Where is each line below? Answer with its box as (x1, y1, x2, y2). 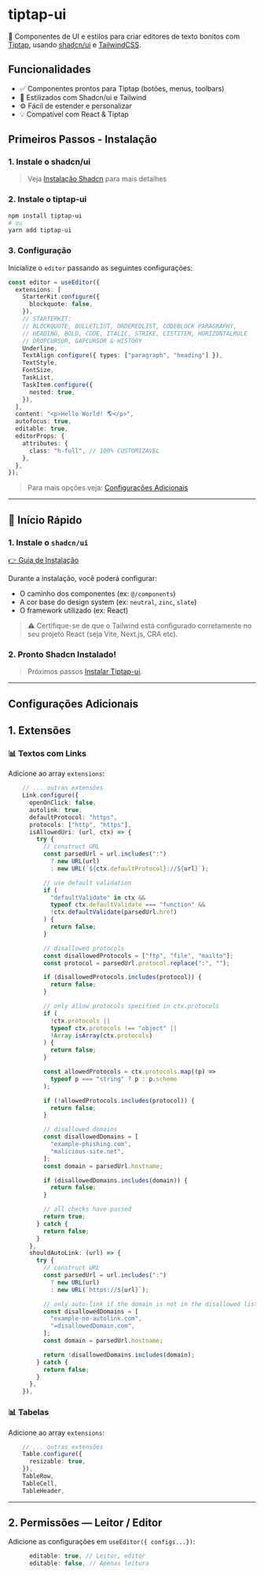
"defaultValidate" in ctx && (49, 893, 146, 902)
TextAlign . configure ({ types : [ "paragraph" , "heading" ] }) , (22, 352, 223, 359)
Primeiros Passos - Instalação (8, 132, 157, 147)
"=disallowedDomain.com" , (49, 1322, 135, 1330)
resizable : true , (28, 1458, 86, 1465)
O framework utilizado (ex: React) (19, 605, 129, 615)
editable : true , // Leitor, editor (28, 1552, 146, 1560)
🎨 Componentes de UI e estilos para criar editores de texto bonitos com (8, 32, 240, 41)
